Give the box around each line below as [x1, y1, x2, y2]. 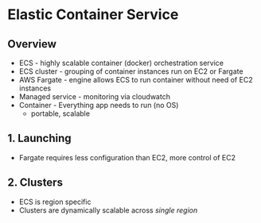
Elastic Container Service [7, 6, 179, 24]
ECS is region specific [18, 197, 92, 206]
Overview [7, 37, 57, 51]
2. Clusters [7, 176, 63, 190]
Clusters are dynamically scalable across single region [18, 205, 198, 215]
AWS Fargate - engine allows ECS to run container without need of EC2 [18, 75, 253, 84]
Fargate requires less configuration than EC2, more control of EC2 [18, 152, 236, 162]
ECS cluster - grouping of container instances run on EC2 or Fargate [18, 67, 243, 76]
